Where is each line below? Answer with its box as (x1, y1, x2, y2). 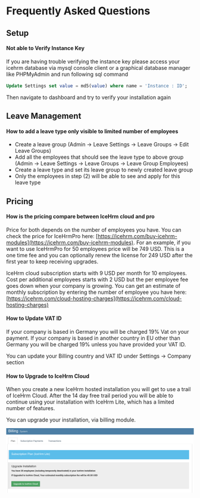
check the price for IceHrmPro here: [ (6, 232, 98, 239)
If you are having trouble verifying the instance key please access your (6, 58, 180, 65)
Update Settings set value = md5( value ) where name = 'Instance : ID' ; (6, 82, 187, 89)
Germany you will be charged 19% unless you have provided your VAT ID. (6, 341, 186, 348)
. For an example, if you (133, 239, 191, 246)
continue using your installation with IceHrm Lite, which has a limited (6, 398, 174, 405)
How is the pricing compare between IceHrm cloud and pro (6, 213, 155, 220)
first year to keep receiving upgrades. (6, 258, 99, 265)
